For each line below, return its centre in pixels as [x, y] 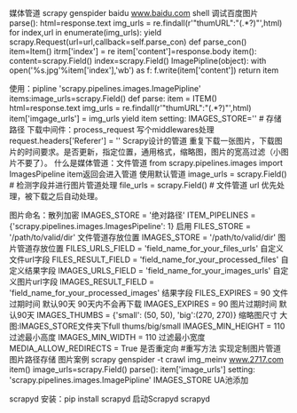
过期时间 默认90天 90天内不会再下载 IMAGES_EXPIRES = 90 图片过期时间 [143, 304]
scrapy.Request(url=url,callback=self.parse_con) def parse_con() [128, 42]
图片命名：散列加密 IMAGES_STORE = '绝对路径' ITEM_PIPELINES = [133, 215]
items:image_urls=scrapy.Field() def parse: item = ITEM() [113, 99]
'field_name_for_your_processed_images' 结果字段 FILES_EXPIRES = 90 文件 [148, 293]
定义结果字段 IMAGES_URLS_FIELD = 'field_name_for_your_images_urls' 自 [145, 270]
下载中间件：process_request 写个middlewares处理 [120, 130]
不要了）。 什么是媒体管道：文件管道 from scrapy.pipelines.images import [150, 163]
